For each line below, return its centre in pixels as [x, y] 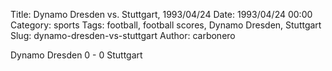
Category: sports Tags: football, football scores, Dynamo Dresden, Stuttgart [166, 25]
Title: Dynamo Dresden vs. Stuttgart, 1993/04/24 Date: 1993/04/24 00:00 [161, 14]
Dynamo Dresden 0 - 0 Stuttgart [76, 55]
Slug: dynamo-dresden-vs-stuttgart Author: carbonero [123, 35]
